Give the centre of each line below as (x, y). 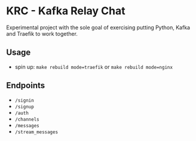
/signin (24, 100)
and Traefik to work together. (42, 33)
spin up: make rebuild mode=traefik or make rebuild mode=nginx (94, 67)
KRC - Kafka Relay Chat (66, 11)
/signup (24, 106)
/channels (27, 119)
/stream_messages (36, 132)
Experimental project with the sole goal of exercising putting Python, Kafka (98, 27)
